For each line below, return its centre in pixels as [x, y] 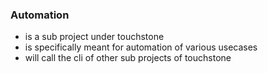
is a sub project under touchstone [94, 37]
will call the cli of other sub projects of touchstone [128, 58]
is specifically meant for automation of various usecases [141, 47]
